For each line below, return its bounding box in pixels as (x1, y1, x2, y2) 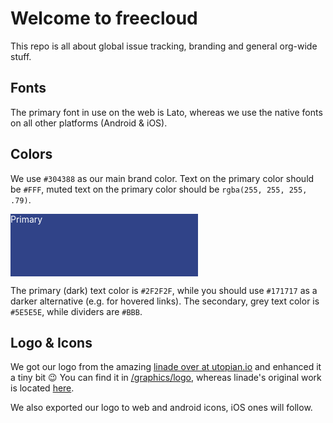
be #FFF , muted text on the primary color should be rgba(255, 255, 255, (10, 183, 308, 195)
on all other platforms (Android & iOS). (10, 117, 168, 129)
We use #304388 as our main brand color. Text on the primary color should (10, 172, 315, 184)
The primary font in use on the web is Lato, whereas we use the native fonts (10, 106, 323, 118)
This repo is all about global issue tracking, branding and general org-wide (10, 40, 318, 52)
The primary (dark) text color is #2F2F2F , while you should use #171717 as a (10, 284, 318, 296)
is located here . (10, 382, 75, 394)
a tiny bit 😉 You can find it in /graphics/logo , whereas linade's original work (10, 372, 322, 384)
